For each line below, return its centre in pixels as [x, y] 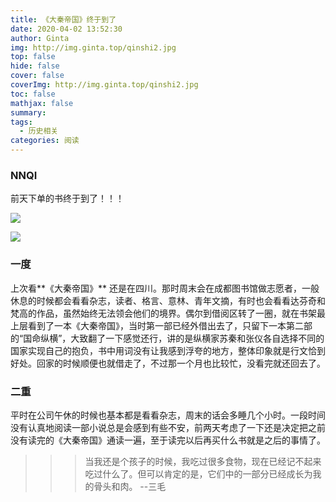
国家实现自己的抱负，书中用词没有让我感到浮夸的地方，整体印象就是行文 [159, 350]
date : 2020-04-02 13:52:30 [66, 29]
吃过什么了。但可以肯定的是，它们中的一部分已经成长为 [198, 473]
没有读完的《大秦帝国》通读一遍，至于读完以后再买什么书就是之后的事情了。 [168, 440]
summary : [28, 112]
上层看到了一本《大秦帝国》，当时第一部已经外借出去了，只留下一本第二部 [161, 325]
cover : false [37, 76]
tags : [21, 122]
